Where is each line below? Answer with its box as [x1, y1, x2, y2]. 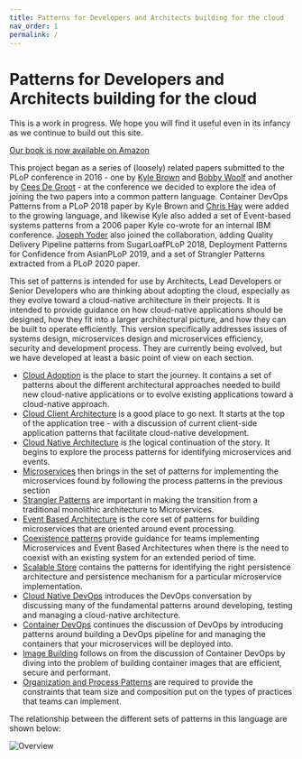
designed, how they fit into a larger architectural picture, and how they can [9, 314, 287, 325]
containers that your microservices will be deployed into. [22, 638, 233, 650]
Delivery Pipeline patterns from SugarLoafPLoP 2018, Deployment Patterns [9, 239, 288, 250]
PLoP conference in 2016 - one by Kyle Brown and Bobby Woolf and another [9, 172, 293, 183]
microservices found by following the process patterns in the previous [22, 476, 283, 486]
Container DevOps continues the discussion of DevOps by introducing [22, 619, 284, 630]
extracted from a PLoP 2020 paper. [9, 258, 141, 269]
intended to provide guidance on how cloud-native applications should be [9, 304, 284, 316]
